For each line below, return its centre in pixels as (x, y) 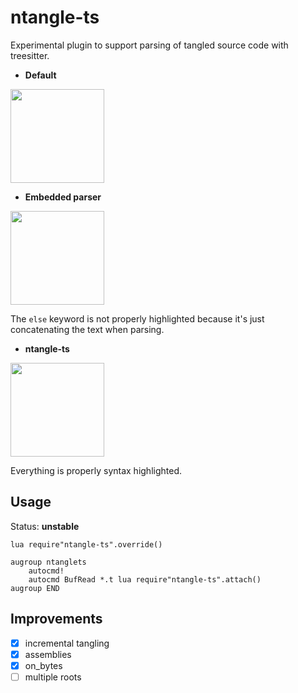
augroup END (35, 588)
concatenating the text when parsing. (87, 329)
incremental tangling (67, 643)
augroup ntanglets (48, 562)
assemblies (48, 654)
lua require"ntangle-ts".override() (86, 544)
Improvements (56, 619)
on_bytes (43, 665)
